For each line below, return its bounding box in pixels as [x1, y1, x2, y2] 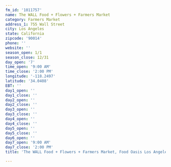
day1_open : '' [5, 88, 36, 93]
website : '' [5, 45, 31, 50]
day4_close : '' [5, 121, 38, 126]
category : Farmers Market [5, 17, 60, 22]
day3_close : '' [5, 112, 38, 117]
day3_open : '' [5, 107, 36, 112]
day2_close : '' [5, 102, 38, 107]
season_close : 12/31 [5, 54, 49, 60]
